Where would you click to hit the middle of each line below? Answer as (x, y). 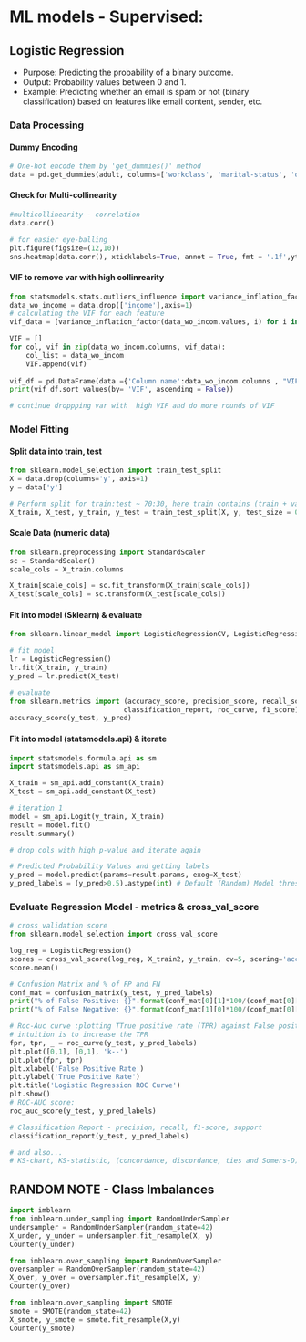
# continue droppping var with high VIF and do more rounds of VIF (142, 406)
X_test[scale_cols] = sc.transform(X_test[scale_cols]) (117, 594)
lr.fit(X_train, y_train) (58, 668)
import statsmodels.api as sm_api (75, 767)
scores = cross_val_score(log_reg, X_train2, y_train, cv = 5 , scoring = (146, 959)
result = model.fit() (51, 825)
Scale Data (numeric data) (60, 533)
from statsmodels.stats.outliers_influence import (107, 297)
